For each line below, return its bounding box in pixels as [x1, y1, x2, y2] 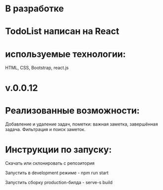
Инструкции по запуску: [5, 144, 112, 155]
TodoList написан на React [5, 26, 120, 37]
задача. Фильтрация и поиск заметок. [5, 127, 86, 132]
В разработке [5, 3, 64, 14]
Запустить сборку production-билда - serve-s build [5, 180, 113, 186]
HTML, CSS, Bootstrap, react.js [5, 65, 69, 71]
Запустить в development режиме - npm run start [5, 170, 109, 176]
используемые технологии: [5, 48, 126, 60]
